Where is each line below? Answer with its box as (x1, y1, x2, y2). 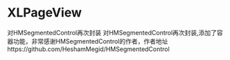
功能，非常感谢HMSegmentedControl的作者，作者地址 (12, 37, 168, 46)
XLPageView (7, 5, 82, 21)
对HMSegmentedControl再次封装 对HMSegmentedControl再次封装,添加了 (7, 28, 217, 37)
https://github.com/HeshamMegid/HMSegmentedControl (7, 45, 170, 53)
